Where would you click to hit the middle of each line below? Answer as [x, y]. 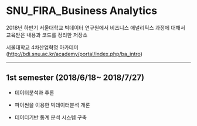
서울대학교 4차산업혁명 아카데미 [43, 47]
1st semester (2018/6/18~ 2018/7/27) [75, 78]
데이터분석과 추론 [34, 92]
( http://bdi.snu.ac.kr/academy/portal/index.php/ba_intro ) [74, 54]
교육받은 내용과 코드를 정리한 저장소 [47, 35]
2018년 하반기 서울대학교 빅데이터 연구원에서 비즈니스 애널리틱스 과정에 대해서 [96, 27]
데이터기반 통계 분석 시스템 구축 [50, 117]
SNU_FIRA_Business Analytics [82, 11]
